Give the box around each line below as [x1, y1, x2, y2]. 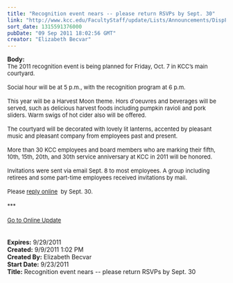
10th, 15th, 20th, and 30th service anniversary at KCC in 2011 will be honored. [7, 153, 213, 161]
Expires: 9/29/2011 [7, 238, 62, 247]
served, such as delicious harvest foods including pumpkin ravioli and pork [7, 104, 206, 112]
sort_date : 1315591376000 [7, 23, 82, 30]
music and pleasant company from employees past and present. [7, 132, 178, 140]
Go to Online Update [7, 216, 62, 225]
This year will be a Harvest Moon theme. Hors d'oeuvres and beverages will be [7, 97, 216, 105]
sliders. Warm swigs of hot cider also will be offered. [7, 111, 147, 119]
